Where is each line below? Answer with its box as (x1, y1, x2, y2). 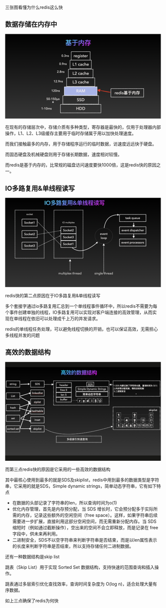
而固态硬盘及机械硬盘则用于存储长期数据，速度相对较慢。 (5, 152, 122, 158)
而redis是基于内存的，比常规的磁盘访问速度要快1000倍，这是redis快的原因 (5, 162, 157, 168)
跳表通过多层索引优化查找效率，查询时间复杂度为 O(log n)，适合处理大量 (5, 581, 153, 587)
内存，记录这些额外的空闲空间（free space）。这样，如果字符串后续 (21, 512, 158, 518)
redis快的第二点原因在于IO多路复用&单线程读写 (5, 292, 101, 298)
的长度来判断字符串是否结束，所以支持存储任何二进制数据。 (12, 543, 134, 549)
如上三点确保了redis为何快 (5, 598, 59, 604)
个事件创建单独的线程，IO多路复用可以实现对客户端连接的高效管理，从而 (5, 309, 153, 315)
